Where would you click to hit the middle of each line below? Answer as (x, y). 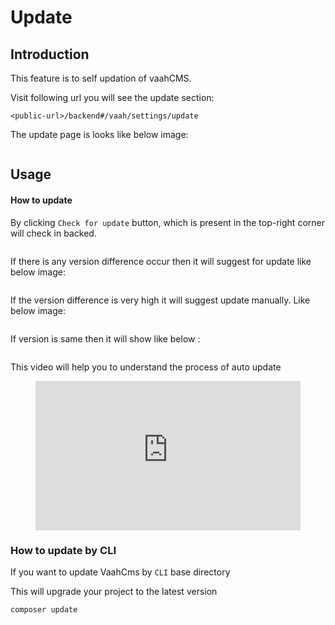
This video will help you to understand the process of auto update (146, 367)
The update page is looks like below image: (99, 134)
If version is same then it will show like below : (105, 338)
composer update (44, 610)
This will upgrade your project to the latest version (114, 592)
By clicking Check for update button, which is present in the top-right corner (167, 222)
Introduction (50, 54)
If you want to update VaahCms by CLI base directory (120, 572)
